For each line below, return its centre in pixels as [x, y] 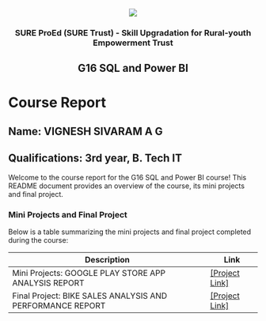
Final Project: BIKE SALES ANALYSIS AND [90, 296]
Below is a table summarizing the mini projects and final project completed [130, 232]
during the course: [38, 240]
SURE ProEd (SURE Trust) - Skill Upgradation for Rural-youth [133, 32]
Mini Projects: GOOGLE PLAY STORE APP [89, 273]
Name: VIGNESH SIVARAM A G [86, 131]
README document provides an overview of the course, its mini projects [127, 186]
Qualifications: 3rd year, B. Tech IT [95, 159]
